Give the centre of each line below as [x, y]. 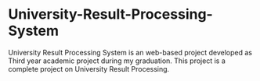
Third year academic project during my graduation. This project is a [117, 61]
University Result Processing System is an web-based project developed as [130, 52]
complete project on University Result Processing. [89, 69]
